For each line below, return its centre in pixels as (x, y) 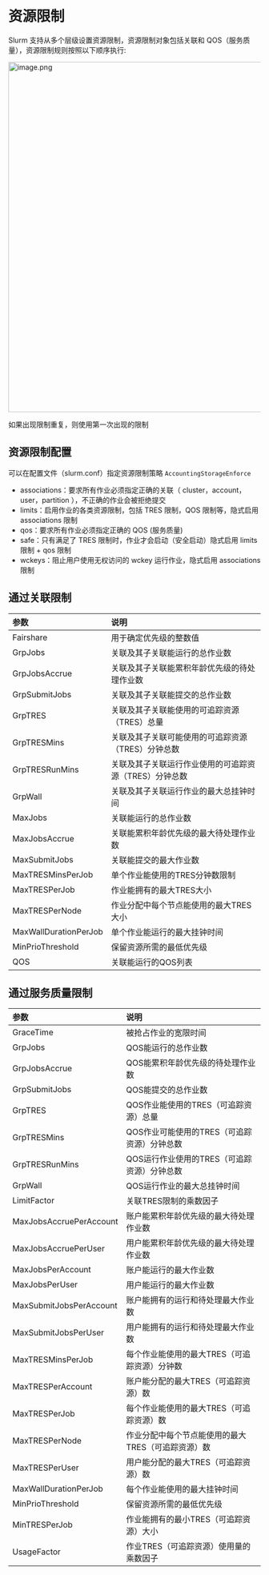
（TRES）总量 (137, 721)
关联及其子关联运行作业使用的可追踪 (179, 764)
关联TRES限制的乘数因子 (172, 1201)
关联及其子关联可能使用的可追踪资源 (179, 737)
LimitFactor (33, 1200)
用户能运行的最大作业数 (170, 1285)
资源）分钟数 (158, 1366)
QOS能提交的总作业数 (167, 1090)
